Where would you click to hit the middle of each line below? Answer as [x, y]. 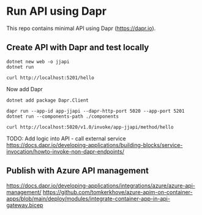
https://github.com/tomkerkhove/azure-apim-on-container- [118, 192]
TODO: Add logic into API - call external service [66, 138]
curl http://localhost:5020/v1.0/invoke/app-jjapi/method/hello [90, 127]
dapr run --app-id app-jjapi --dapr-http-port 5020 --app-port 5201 [95, 111]
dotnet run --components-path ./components [63, 116]
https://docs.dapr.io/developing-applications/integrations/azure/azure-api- [101, 186]
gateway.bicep [25, 205]
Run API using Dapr [57, 11]
